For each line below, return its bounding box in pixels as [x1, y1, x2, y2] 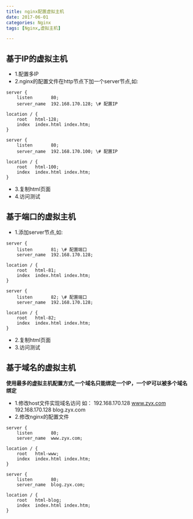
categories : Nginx [6, 19, 51, 25]
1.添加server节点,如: [14, 229, 63, 236]
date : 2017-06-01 [6, 14, 49, 20]
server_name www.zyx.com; [16, 435, 83, 441]
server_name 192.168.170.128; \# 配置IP [16, 101, 118, 107]
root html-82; [16, 315, 57, 321]
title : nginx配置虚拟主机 [6, 8, 65, 15]
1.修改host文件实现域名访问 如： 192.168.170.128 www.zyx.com [14, 399, 167, 406]
